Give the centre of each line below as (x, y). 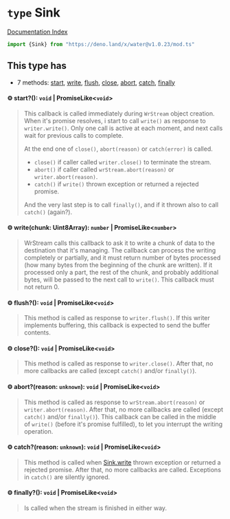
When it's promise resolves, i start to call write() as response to (115, 120)
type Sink (34, 13)
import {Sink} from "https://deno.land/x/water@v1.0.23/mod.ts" (101, 44)
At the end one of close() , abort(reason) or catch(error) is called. (118, 149)
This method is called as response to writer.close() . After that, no (118, 363)
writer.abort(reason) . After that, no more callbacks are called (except (124, 409)
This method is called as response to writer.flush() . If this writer (117, 318)
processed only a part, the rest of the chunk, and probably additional (121, 273)
